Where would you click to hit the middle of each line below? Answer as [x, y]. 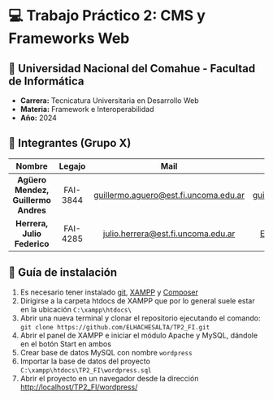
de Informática [46, 81]
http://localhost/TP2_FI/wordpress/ [79, 387]
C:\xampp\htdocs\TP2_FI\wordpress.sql [86, 370]
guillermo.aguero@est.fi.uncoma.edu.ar [169, 195]
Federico [32, 243]
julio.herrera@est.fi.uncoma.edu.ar [169, 234]
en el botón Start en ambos [66, 344]
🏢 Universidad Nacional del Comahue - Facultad [132, 69]
